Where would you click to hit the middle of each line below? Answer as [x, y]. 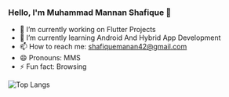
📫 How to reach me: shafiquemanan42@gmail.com [103, 47]
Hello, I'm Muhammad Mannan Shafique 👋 [90, 13]
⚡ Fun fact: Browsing [53, 66]
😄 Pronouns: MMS [50, 58]
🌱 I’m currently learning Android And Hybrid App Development [120, 38]
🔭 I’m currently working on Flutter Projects [87, 30]
